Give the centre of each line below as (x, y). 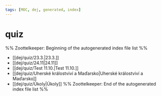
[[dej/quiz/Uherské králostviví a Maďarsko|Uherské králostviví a (78, 73)
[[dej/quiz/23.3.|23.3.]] (36, 57)
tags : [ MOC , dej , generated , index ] (43, 10)
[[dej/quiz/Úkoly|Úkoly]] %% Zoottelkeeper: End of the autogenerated (84, 84)
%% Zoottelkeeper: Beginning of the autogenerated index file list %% (77, 48)
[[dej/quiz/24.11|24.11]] (35, 63)
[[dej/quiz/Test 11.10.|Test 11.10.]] (45, 68)
